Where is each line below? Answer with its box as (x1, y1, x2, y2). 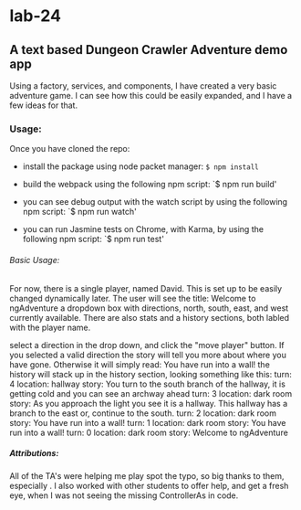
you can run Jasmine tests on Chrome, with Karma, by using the (22, 224, 265, 235)
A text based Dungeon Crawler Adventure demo (9, 42, 288, 58)
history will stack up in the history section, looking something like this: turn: (9, 368, 292, 379)
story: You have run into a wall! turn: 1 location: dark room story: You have (9, 417, 286, 428)
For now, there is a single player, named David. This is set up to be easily (9, 282, 283, 293)
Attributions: (9, 448, 59, 459)
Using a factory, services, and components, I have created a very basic (9, 80, 277, 91)
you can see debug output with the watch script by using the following (22, 197, 288, 207)
